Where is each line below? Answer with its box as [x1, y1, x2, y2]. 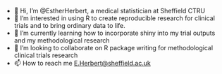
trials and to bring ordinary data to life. [13, 22, 125, 29]
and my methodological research [13, 36, 111, 45]
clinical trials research [13, 51, 78, 59]
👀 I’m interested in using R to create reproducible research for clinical [13, 14, 215, 22]
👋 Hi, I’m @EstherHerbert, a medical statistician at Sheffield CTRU [13, 7, 206, 15]
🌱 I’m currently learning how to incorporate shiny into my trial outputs [13, 29, 216, 37]
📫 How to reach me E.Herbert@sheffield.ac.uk [13, 59, 152, 67]
